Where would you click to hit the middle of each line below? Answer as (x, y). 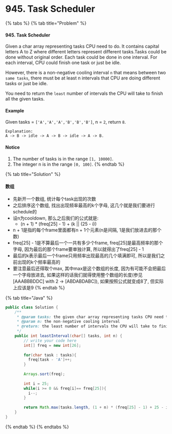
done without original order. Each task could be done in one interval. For (81, 57)
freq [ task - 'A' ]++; (50, 360)
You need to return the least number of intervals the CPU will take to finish (84, 93)
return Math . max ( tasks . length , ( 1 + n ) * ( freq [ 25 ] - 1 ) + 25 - (94, 408)
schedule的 (25, 211)
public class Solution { (32, 307)
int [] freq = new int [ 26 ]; (52, 345)
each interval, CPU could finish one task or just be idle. (63, 63)
